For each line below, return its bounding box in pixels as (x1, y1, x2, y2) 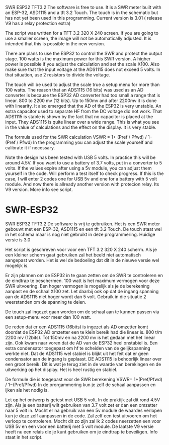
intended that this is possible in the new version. (5, 41, 106, 47)
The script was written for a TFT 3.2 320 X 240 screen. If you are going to (5, 30, 158, 36)
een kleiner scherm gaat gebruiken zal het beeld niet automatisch (5, 251, 141, 258)
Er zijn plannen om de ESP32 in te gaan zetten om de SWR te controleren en (5, 272, 163, 278)
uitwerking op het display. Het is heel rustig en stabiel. (5, 367, 118, 373)
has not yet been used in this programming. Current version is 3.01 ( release (5, 15, 162, 21)
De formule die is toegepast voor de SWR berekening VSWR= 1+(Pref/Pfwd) (5, 376, 162, 382)
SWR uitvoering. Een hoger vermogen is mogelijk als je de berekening (5, 283, 150, 289)
